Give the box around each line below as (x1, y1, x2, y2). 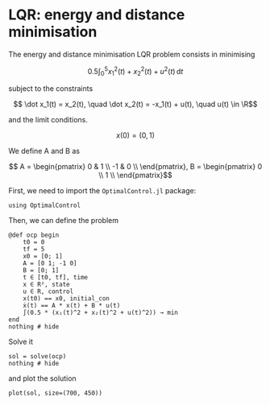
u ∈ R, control (23, 287, 74, 295)
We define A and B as (8, 147, 81, 156)
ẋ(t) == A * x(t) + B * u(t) (23, 302, 121, 310)
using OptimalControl (8, 201, 81, 210)
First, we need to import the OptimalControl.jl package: (8, 186, 197, 196)
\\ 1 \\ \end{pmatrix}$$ (98, 171, 172, 180)
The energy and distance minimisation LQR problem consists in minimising (8, 49, 255, 59)
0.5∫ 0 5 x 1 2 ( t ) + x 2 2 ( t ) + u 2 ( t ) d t (87, 64, 184, 78)
